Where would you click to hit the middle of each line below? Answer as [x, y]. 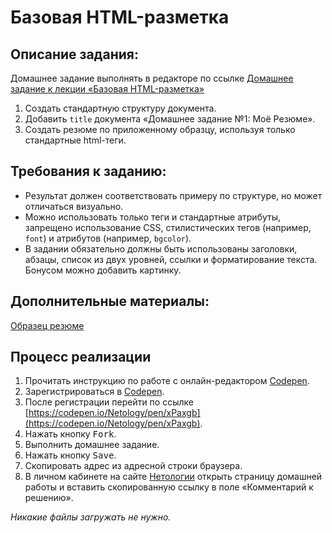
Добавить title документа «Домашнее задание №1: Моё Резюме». [170, 119]
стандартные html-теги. [75, 140]
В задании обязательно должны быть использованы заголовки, [161, 248]
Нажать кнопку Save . [70, 455]
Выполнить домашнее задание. [92, 445]
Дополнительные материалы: [110, 301]
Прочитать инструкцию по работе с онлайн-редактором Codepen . [167, 381]
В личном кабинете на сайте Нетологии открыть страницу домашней [173, 477]
